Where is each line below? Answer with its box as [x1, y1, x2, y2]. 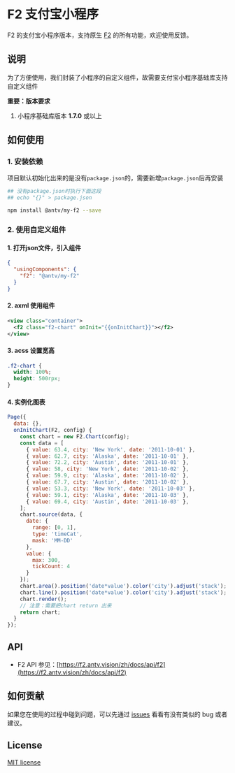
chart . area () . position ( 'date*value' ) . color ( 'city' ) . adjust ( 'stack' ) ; [20, 583, 227, 590]
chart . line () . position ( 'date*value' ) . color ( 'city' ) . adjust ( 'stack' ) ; [20, 588, 227, 596]
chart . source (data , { [20, 511, 83, 518]
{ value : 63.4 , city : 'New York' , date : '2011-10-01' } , [25, 446, 196, 453]
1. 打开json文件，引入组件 [7, 243, 82, 252]
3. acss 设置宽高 [7, 346, 55, 354]
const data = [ [20, 440, 64, 447]
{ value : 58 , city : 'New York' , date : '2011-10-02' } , [25, 465, 190, 472]
